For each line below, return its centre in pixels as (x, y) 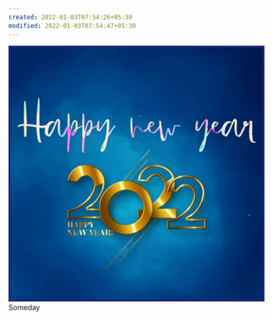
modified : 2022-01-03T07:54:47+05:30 (72, 26)
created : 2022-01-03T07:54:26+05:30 (70, 17)
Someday (24, 307)
